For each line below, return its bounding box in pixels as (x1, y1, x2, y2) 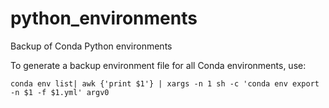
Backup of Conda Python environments (10, 40, 173, 52)
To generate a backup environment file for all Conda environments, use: (10, 59, 307, 71)
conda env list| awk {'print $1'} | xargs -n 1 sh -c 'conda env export (10, 78, 320, 89)
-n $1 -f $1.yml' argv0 (10, 87, 110, 97)
